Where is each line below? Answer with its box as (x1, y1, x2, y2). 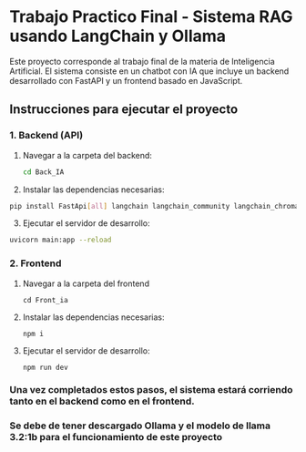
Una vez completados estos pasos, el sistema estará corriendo (9, 384, 293, 396)
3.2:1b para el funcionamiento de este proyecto (9, 431, 223, 444)
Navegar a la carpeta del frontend (22, 278, 150, 289)
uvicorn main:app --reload (9, 235, 112, 245)
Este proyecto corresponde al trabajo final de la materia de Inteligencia (9, 56, 275, 67)
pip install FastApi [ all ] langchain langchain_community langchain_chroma (9, 201, 300, 211)
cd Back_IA (22, 167, 65, 177)
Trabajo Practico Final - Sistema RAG (9, 6, 293, 27)
